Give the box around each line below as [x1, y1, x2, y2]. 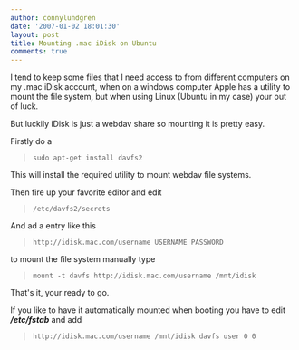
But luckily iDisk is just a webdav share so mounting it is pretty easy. [10, 119, 265, 130]
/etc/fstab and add [10, 315, 82, 326]
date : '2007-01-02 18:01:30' [10, 22, 121, 31]
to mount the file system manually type [10, 254, 156, 265]
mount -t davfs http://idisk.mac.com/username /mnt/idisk [32, 271, 256, 281]
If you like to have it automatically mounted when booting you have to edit [10, 305, 286, 316]
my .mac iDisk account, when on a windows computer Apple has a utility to [10, 82, 291, 92]
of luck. [10, 101, 39, 112]
